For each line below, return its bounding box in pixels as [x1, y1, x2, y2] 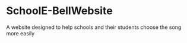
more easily [6, 29, 35, 37]
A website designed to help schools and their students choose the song [6, 24, 182, 31]
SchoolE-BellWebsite [6, 4, 113, 18]
